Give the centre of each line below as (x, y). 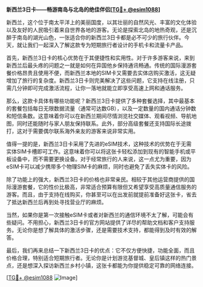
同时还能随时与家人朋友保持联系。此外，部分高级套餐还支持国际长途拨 (104, 124)
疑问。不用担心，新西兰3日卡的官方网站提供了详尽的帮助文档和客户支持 (100, 222)
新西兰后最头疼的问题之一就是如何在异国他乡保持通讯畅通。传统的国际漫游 (99, 65)
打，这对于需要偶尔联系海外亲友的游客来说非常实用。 (72, 131)
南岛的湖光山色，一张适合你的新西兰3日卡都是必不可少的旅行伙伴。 (100, 37)
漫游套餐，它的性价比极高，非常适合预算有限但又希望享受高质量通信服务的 (104, 187)
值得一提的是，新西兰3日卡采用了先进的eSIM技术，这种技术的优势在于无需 (99, 144)
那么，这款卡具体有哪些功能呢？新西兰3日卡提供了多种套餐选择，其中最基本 (101, 101)
